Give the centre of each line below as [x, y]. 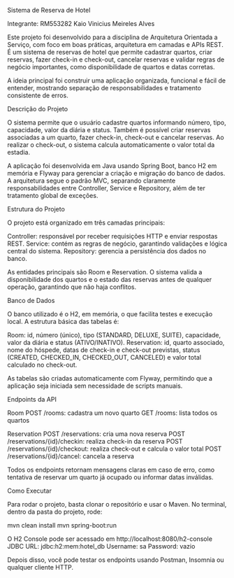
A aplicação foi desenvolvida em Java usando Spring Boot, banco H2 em [112, 166]
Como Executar [30, 491]
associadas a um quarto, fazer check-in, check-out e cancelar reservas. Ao [116, 137]
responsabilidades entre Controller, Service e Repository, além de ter [107, 188]
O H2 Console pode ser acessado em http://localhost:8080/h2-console [110, 539]
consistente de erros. [38, 95]
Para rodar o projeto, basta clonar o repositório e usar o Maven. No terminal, [117, 504]
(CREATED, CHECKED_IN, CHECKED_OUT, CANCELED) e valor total [104, 357]
